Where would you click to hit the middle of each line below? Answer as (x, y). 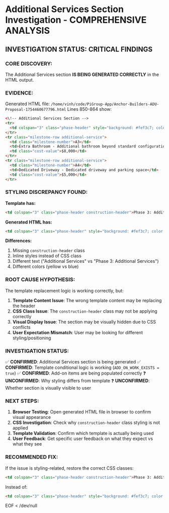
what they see (27, 444)
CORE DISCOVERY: (29, 63)
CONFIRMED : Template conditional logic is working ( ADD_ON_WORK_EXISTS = (82, 368)
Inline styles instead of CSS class (47, 256)
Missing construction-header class (49, 251)
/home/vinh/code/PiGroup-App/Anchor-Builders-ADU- (105, 104)
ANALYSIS (28, 31)
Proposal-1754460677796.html (36, 110)
